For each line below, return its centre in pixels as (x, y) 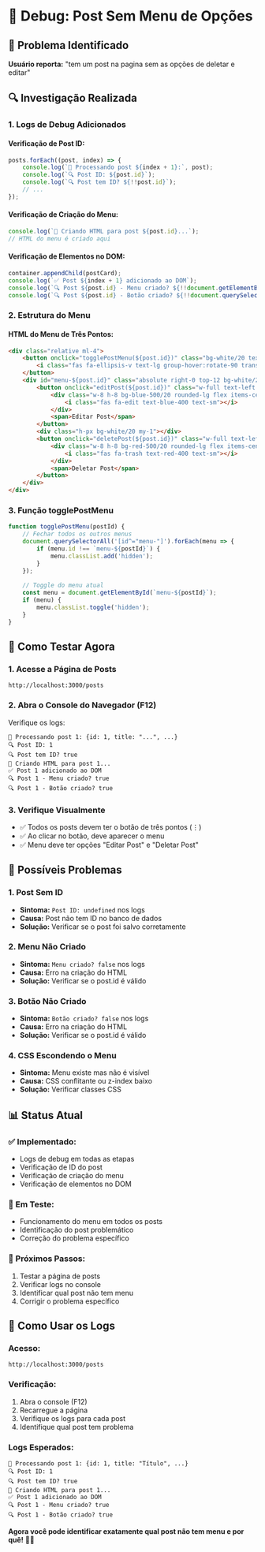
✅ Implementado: (42, 1141)
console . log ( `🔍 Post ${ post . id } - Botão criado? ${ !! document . (115, 295)
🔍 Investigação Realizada (73, 98)
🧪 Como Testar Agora (62, 646)
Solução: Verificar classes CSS (71, 1089)
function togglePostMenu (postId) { (67, 527)
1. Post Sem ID (36, 893)
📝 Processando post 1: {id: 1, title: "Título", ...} (99, 1464)
